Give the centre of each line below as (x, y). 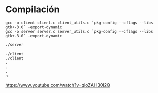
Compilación (33, 9)
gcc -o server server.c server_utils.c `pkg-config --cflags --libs (79, 31)
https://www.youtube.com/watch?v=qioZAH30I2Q (58, 85)
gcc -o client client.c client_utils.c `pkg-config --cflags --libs (79, 23)
